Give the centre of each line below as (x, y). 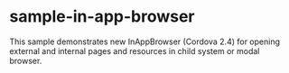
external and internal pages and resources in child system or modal (135, 50)
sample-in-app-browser (103, 17)
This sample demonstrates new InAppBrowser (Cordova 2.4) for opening (145, 41)
